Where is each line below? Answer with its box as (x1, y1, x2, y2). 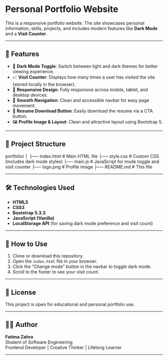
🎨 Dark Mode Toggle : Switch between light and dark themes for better (12, 63, 158, 69)
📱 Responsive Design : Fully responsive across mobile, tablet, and (12, 86, 148, 92)
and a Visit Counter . (5, 30, 47, 36)
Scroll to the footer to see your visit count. (12, 269, 99, 275)
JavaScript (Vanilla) (12, 215, 55, 221)
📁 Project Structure (5, 140, 66, 148)
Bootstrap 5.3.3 (12, 210, 46, 216)
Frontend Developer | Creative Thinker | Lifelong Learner (5, 344, 122, 350)
